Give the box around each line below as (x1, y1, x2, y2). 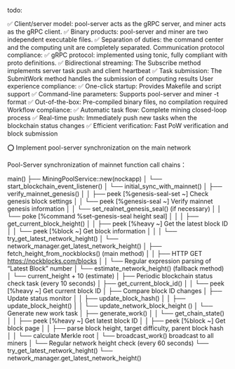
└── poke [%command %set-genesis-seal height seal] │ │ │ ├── (7, 212, 199, 220)
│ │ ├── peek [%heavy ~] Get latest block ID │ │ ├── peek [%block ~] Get (7, 316, 226, 325)
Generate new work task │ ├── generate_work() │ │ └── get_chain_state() (7, 309, 224, 317)
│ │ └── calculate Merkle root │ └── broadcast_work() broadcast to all (7, 332, 214, 339)
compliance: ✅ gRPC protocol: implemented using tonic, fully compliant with (7, 51, 228, 59)
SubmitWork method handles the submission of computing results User (7, 75, 214, 83)
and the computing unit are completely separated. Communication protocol (7, 44, 224, 51)
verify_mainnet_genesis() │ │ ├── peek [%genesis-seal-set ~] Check (7, 190, 209, 198)
